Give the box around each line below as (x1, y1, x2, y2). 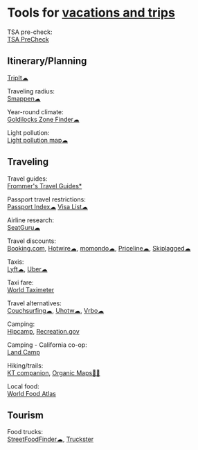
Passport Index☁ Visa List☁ (7, 202, 89, 210)
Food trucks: (7, 428, 44, 436)
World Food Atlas (7, 389, 57, 397)
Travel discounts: (7, 237, 57, 245)
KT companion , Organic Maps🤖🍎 (7, 368, 100, 377)
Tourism (7, 409, 44, 421)
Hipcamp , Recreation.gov (7, 327, 80, 335)
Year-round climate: (7, 107, 64, 116)
